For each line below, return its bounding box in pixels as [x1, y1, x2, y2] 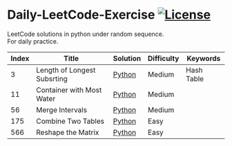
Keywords [186, 53, 221, 63]
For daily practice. [7, 37, 59, 45]
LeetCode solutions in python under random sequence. [7, 30, 164, 38]
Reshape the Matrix [36, 127, 99, 137]
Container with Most [36, 85, 102, 95]
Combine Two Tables [36, 116, 105, 126]
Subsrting [36, 73, 68, 83]
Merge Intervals [36, 104, 88, 114]
